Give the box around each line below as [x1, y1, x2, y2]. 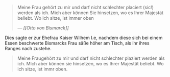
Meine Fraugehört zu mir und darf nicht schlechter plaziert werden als [17, 55, 165, 61]
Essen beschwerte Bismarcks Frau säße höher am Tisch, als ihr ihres [5, 40, 150, 46]
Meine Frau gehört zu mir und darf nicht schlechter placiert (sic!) [17, 5, 154, 10]
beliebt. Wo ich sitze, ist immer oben [17, 15, 94, 21]
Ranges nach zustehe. [5, 46, 52, 51]
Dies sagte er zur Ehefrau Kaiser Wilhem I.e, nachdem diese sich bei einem [5, 35, 163, 41]
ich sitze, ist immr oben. [17, 66, 68, 72]
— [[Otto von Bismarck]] [17, 25, 69, 31]
